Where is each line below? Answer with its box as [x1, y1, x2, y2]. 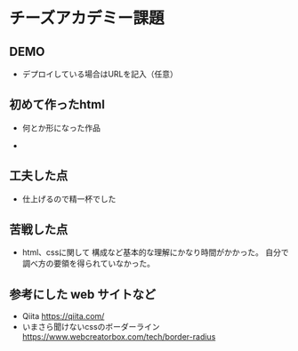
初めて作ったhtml [9, 97, 105, 112]
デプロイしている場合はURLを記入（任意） [21, 68, 178, 79]
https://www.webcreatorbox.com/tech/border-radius [21, 331, 216, 342]
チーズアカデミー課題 [9, 8, 165, 28]
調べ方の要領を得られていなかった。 [21, 259, 156, 269]
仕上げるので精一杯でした [21, 193, 117, 204]
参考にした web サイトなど [9, 286, 157, 302]
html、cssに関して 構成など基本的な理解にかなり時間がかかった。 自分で [21, 247, 289, 258]
